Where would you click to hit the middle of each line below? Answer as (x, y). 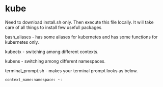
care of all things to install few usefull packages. (54, 27)
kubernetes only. (22, 42)
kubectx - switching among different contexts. (52, 52)
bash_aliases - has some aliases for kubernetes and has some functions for (81, 37)
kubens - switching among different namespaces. (55, 61)
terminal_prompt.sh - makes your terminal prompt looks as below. (71, 71)
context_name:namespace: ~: (34, 80)
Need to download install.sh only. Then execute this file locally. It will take (79, 22)
